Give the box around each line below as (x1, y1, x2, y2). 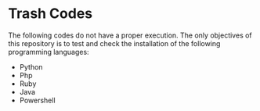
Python (19, 62, 43, 71)
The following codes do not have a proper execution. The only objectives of (8, 30, 252, 40)
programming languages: (8, 47, 89, 56)
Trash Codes (8, 5, 93, 23)
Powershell (19, 95, 56, 105)
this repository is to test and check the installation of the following (8, 38, 221, 48)
